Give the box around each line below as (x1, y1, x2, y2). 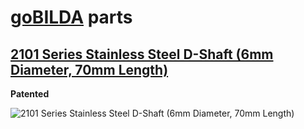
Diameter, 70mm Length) (10, 61, 169, 78)
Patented (10, 88, 50, 100)
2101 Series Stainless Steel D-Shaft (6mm (10, 46, 274, 63)
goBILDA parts (10, 6, 133, 29)
